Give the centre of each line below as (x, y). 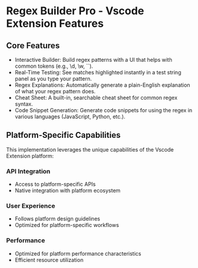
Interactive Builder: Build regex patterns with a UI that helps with (93, 60)
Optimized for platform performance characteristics (78, 253)
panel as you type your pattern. (53, 79)
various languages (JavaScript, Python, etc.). (70, 116)
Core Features (33, 45)
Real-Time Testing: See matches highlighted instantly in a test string (98, 72)
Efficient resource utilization (49, 260)
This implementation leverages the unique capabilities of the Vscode (90, 149)
